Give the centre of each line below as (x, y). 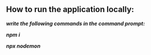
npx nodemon (24, 46)
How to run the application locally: (70, 10)
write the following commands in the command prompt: (75, 23)
